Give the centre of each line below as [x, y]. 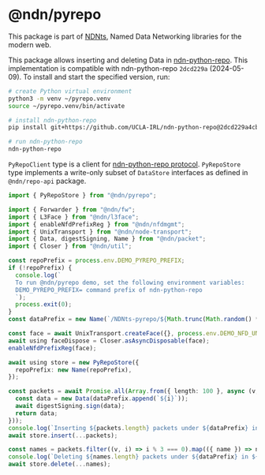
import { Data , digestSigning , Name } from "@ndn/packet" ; [107, 239]
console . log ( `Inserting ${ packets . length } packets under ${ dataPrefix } [128, 428]
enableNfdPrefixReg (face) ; [52, 348]
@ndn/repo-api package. [47, 181]
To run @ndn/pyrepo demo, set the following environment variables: [130, 282]
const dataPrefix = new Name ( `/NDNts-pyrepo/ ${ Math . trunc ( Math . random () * [134, 320]
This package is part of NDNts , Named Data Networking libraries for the [125, 36]
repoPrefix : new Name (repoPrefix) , [74, 370]
